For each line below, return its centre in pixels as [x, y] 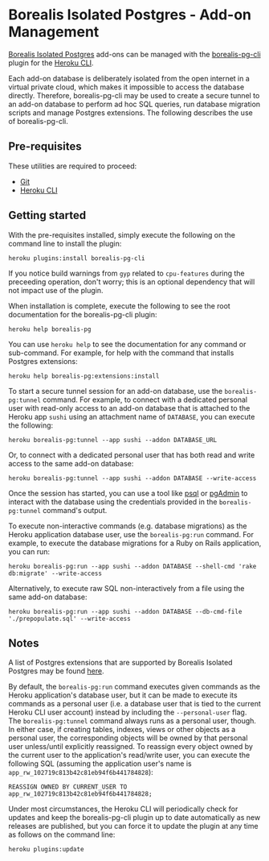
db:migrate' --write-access [55, 573]
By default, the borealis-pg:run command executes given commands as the [134, 687]
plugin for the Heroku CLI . [51, 63]
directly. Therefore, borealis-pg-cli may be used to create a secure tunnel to [134, 95]
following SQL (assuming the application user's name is [100, 764]
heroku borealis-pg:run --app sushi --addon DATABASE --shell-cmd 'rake [132, 566]
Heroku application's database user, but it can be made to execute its [123, 695]
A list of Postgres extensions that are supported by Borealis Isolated [120, 663]
